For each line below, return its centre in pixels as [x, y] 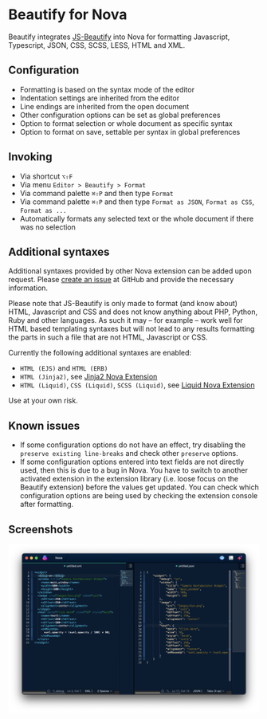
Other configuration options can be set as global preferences [120, 115]
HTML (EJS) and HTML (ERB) [64, 368]
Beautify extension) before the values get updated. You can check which [139, 487]
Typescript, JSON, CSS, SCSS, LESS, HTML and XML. [97, 45]
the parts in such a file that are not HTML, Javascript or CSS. [108, 337]
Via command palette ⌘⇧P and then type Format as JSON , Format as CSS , [137, 202]
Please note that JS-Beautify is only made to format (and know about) [123, 304]
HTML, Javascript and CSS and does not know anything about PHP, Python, [133, 312]
